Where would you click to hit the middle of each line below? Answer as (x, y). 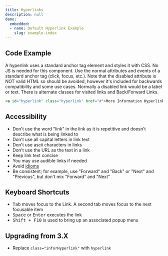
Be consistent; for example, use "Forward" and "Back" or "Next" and (83, 171)
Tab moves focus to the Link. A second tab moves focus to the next (82, 204)
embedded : (20, 24)
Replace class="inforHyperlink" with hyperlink (62, 248)
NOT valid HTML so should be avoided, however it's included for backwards (84, 81)
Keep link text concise (35, 155)
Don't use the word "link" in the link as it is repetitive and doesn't (79, 128)
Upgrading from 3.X (37, 236)
